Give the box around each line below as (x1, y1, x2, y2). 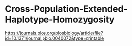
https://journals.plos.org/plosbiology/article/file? (5, 30, 103, 36)
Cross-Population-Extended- (5, 3, 128, 15)
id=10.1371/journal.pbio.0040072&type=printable (5, 35, 104, 41)
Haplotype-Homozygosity (5, 14, 115, 25)
